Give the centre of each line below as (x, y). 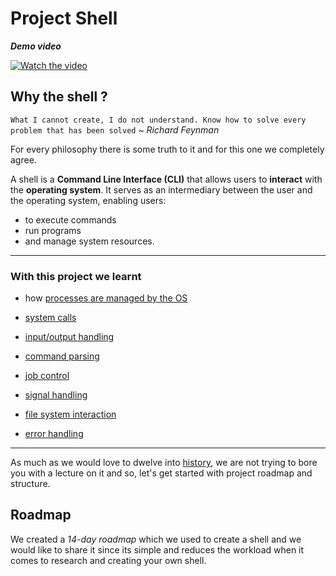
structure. (30, 484)
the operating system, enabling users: (88, 200)
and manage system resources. (89, 241)
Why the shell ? (59, 97)
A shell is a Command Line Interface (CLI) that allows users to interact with (166, 179)
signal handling (56, 395)
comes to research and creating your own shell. (108, 560)
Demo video (36, 46)
